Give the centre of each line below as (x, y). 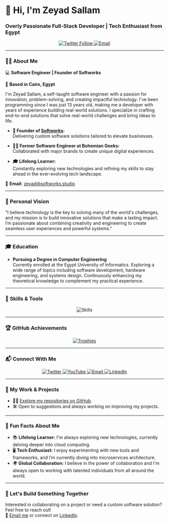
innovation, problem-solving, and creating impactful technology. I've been (82, 99)
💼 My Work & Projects (32, 390)
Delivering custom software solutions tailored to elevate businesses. (83, 136)
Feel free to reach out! (28, 510)
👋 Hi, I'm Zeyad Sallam (53, 10)
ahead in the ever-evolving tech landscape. (57, 174)
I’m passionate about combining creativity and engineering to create (76, 223)
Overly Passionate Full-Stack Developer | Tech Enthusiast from (84, 26)
